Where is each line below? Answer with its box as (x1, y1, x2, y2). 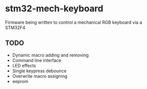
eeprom (12, 78, 29, 84)
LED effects (12, 62, 36, 68)
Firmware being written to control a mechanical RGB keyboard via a (5, 19, 142, 25)
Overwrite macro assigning (12, 73, 68, 79)
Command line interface (12, 57, 62, 63)
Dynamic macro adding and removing (12, 52, 89, 58)
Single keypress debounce (12, 68, 67, 74)
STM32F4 (5, 24, 26, 30)
